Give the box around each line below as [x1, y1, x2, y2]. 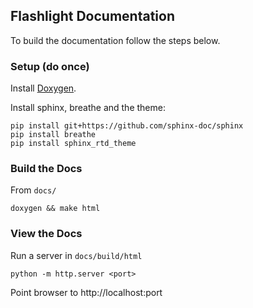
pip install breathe [10, 130, 97, 140]
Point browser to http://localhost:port [10, 286, 163, 298]
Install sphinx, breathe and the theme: [10, 102, 166, 114]
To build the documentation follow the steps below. [10, 34, 221, 46]
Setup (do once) [10, 59, 90, 73]
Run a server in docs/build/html [10, 249, 143, 261]
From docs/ [10, 184, 57, 196]
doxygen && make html [10, 204, 101, 214]
